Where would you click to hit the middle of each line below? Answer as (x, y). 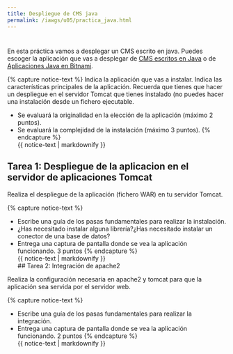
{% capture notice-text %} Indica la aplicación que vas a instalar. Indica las (115, 79)
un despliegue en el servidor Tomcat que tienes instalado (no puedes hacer (115, 94)
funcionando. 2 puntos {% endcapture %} (77, 336)
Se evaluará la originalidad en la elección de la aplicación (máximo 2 (115, 115)
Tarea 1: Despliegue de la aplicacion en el (98, 167)
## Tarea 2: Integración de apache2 (69, 265)
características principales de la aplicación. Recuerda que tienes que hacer (115, 86)
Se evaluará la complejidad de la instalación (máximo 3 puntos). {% (114, 130)
